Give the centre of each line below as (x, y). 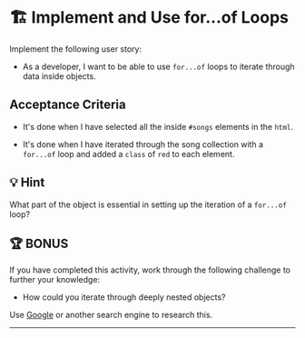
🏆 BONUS (39, 243)
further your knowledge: (55, 280)
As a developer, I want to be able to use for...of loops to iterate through (158, 66)
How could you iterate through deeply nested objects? (124, 297)
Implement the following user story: (76, 49)
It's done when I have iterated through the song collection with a (143, 144)
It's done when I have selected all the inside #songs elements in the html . (157, 126)
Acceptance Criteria (68, 105)
